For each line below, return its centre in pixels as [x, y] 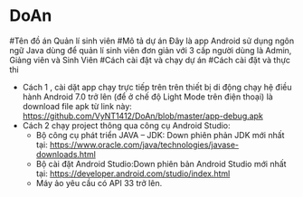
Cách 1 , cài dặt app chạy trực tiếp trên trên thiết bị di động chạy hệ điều [157, 87]
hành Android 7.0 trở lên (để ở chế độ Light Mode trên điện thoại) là [147, 97]
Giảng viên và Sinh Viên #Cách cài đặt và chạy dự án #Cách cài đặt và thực [150, 60]
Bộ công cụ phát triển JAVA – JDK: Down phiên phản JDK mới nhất [160, 135]
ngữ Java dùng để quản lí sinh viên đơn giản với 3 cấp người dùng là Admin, [151, 50]
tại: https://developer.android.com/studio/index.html [133, 174]
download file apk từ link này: [77, 106]
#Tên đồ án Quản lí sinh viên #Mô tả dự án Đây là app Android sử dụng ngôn [152, 41]
